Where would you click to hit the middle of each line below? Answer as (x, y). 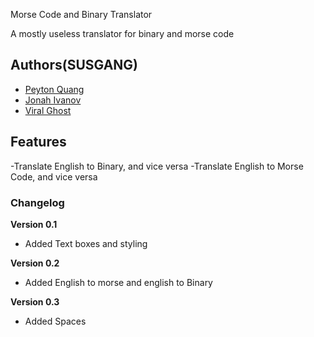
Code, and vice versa (54, 176)
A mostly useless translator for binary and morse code (122, 33)
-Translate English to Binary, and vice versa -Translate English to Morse (157, 166)
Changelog (37, 202)
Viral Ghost (48, 110)
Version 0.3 (35, 301)
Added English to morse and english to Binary (118, 282)
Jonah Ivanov (53, 100)
